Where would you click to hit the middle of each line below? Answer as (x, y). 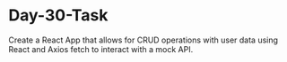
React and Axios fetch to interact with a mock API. (101, 49)
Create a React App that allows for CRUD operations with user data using (143, 40)
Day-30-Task (58, 15)
